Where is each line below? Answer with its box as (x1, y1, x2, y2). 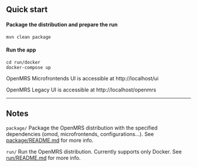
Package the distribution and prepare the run (6, 21, 118, 28)
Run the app (6, 46, 36, 53)
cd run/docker (6, 59, 41, 65)
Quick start (6, 5, 48, 15)
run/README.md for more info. (6, 154, 81, 161)
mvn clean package (6, 34, 51, 40)
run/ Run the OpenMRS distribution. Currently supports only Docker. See (6, 148, 182, 155)
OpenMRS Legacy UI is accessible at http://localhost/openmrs (6, 86, 157, 93)
